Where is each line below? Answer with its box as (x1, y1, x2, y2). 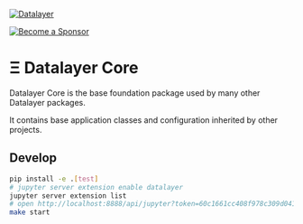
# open (9, 200, 34, 209)
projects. (9, 124, 42, 135)
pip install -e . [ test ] (9, 174, 99, 183)
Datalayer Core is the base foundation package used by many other (9, 87, 261, 98)
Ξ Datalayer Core (9, 58, 139, 79)
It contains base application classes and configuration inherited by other (9, 114, 278, 126)
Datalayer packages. (9, 97, 86, 107)
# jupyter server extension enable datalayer (9, 182, 183, 191)
